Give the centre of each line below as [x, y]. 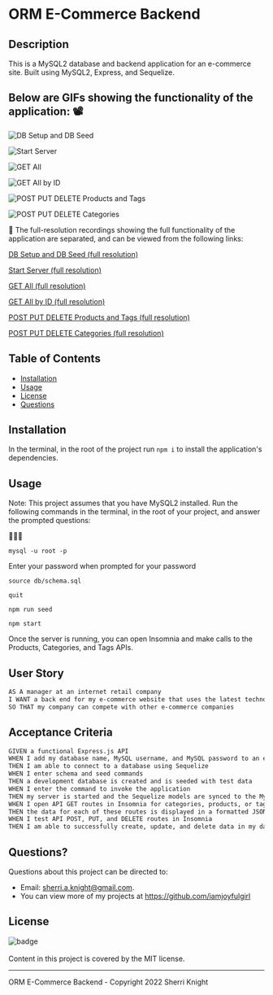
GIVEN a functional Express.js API [69, 751]
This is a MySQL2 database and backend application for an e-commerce [130, 63]
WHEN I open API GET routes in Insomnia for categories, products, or [130, 804]
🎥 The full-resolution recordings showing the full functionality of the [122, 229]
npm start [25, 624]
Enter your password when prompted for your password [102, 566]
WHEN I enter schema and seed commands [76, 774]
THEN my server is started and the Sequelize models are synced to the [132, 796]
